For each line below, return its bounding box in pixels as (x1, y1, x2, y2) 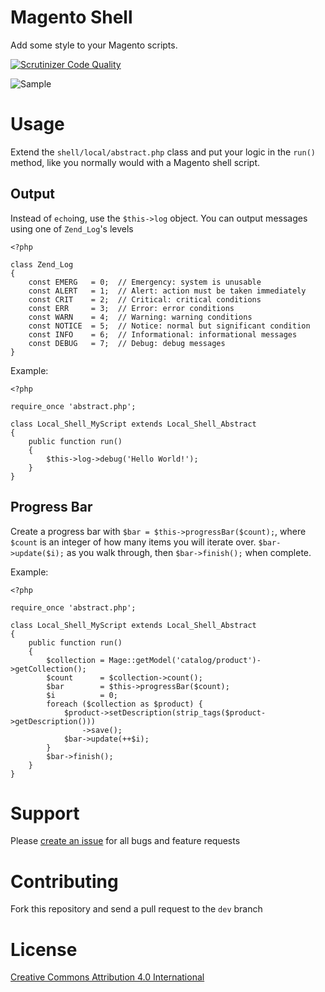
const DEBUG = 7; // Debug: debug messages (28, 338, 226, 348)
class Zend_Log (10, 259, 74, 270)
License (10, 938, 78, 961)
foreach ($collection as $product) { (46, 699, 203, 709)
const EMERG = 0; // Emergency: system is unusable (28, 277, 262, 287)
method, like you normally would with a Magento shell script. (10, 156, 261, 168)
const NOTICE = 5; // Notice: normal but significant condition (28, 321, 311, 331)
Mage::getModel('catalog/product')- (108, 655, 262, 665)
